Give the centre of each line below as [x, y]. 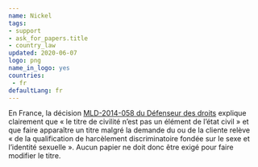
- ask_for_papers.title [48, 38]
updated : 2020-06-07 [43, 53]
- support [25, 31]
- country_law [32, 46]
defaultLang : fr [35, 90]
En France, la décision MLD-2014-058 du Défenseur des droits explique [128, 113]
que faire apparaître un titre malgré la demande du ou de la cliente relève [129, 130]
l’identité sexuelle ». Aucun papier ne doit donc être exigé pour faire [121, 147]
